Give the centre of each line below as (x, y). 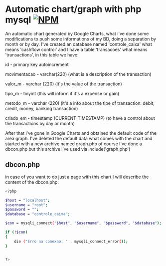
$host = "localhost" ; (28, 200)
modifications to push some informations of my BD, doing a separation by (81, 39)
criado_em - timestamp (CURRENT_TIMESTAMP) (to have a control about (80, 118)
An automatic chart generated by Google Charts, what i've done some (77, 33)
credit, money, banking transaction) (42, 108)
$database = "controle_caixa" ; (38, 214)
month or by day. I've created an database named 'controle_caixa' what (79, 44)
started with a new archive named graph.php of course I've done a (74, 144)
